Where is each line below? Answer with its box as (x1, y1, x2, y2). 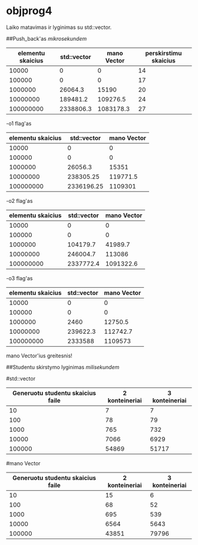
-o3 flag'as (6, 274, 33, 281)
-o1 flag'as (6, 120, 32, 127)
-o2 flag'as (6, 197, 33, 204)
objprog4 (6, 4, 52, 18)
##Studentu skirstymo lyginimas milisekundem (6, 363, 120, 370)
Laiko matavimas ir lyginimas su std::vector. (6, 24, 112, 31)
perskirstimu (145, 49, 182, 57)
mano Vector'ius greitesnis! (6, 352, 72, 359)
